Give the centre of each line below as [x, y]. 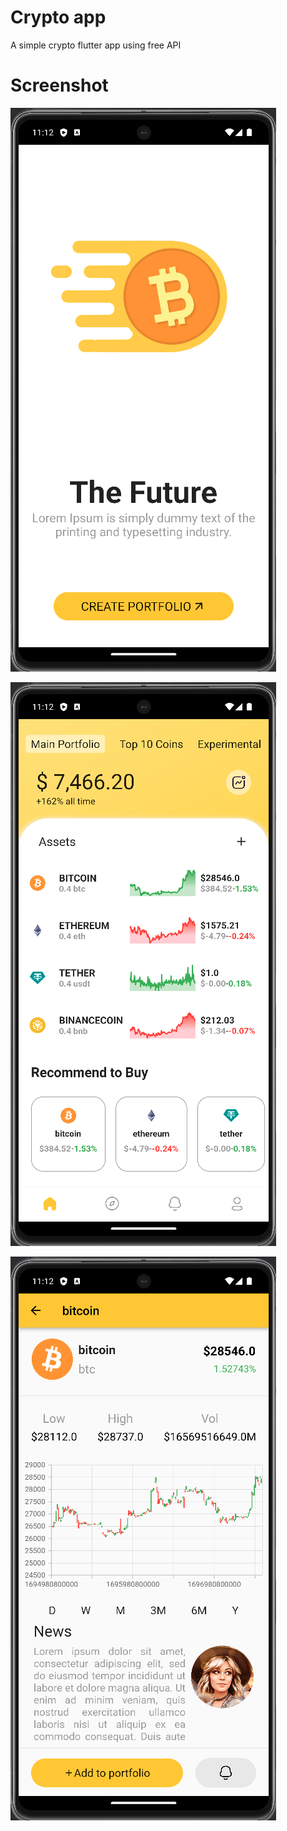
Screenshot [59, 85]
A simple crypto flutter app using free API [96, 45]
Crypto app [58, 17]
